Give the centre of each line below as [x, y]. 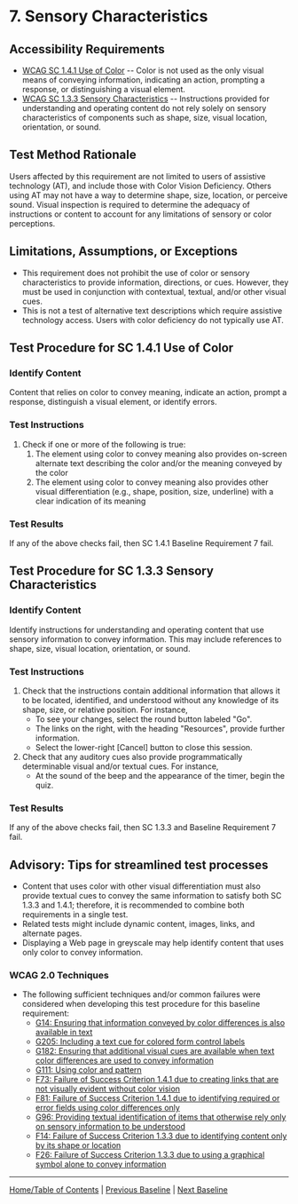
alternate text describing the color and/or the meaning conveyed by [159, 463]
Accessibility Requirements [87, 49]
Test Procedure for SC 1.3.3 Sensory [112, 571]
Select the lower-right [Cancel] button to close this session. [144, 747]
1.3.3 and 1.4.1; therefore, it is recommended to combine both [133, 905]
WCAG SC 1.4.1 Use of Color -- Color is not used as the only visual [143, 70]
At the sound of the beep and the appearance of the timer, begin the [160, 775]
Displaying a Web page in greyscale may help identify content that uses [153, 943]
